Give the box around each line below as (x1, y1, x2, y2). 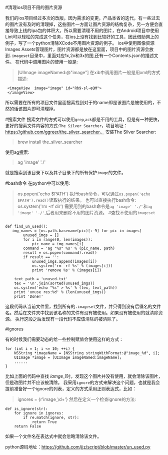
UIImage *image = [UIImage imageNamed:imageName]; (14, 355, 122, 360)
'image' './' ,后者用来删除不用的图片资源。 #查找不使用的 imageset (17, 210, 155, 215)
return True (31, 419, 57, 424)
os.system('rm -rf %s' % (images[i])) (31, 263, 113, 268)
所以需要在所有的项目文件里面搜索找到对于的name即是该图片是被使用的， (5, 100, 157, 105)
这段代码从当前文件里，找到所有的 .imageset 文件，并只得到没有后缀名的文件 (5, 303, 161, 309)
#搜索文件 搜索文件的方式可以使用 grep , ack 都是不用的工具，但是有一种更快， (5, 117, 162, 122)
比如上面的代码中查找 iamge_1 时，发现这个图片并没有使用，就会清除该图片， (5, 373, 163, 379)
